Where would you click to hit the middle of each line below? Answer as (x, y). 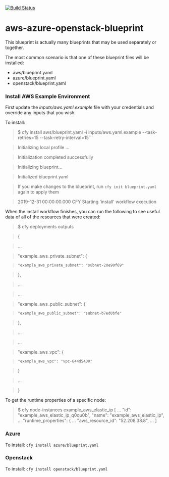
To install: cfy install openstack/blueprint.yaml (57, 469)
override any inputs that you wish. (40, 113)
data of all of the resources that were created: (53, 217)
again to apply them (38, 192)
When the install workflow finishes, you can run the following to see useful (82, 212)
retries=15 (28, 138)
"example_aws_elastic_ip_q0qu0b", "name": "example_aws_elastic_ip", (91, 415)
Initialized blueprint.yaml (43, 177)
